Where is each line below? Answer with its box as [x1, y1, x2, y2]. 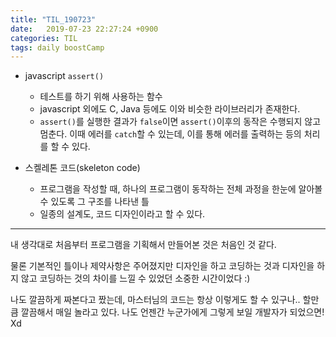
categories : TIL [10, 33, 78, 43]
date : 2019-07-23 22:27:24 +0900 [10, 24, 159, 34]
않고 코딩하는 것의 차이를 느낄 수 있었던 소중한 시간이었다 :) [20, 272, 251, 285]
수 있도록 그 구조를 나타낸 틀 [39, 196, 150, 208]
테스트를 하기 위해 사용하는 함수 [39, 91, 163, 103]
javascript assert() [24, 70, 105, 82]
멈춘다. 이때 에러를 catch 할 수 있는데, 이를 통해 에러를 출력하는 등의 [39, 128, 302, 140]
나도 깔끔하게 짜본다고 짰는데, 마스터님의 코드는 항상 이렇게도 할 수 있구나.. [10, 294, 301, 306]
